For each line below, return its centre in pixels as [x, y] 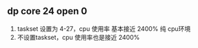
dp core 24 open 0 [47, 11]
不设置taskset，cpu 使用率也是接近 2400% [78, 37]
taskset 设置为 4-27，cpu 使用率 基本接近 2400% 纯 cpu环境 [104, 28]
